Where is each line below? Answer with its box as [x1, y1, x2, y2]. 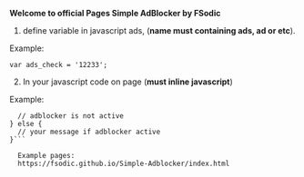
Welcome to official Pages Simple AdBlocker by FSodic [9, 8, 221, 18]
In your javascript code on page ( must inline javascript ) [22, 76, 234, 87]
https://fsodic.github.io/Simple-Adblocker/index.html [17, 159, 230, 168]
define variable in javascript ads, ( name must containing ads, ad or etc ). [22, 25, 296, 35]
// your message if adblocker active [17, 127, 161, 136]
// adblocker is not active [17, 112, 125, 121]
